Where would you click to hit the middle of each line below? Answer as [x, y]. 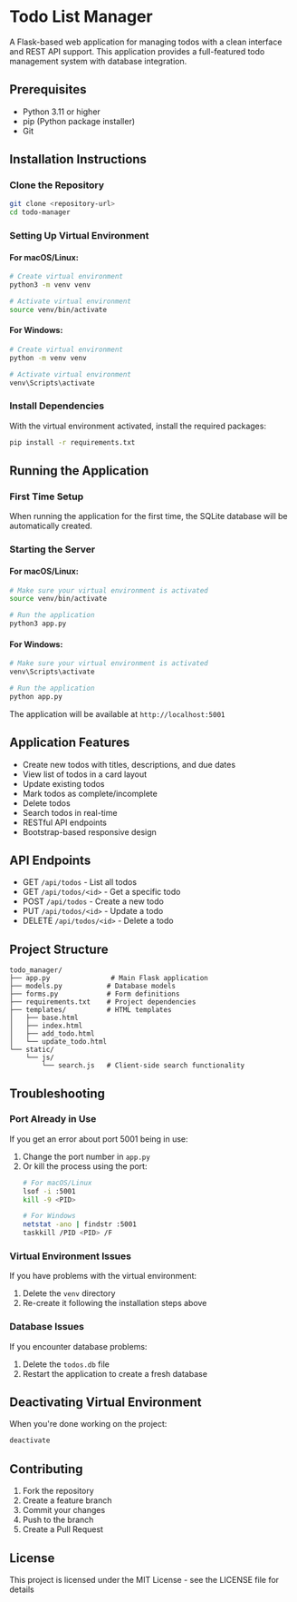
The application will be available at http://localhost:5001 [117, 713]
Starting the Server [53, 549]
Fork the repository [58, 1491]
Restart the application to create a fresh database [115, 1373]
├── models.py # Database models [93, 987]
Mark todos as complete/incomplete [90, 793]
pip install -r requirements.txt [72, 442]
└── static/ [32, 1050]
